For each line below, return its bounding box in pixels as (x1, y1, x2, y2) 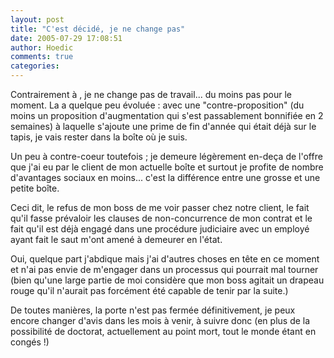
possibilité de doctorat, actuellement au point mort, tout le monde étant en (10, 326, 317, 337)
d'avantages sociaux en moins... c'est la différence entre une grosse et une (10, 172, 321, 183)
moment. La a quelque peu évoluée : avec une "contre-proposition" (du (10, 99, 305, 111)
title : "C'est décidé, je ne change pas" (10, 24, 186, 34)
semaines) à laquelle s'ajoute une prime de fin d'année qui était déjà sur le (10, 121, 317, 132)
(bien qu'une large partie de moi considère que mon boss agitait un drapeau (10, 274, 325, 286)
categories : (10, 61, 60, 71)
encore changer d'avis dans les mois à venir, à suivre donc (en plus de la (10, 315, 311, 326)
